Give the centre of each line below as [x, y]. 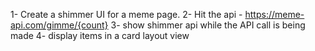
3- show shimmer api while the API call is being [208, 25]
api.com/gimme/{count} [59, 25]
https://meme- [274, 14]
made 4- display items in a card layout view [100, 35]
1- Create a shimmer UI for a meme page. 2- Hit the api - [126, 14]
